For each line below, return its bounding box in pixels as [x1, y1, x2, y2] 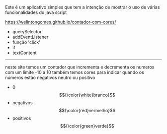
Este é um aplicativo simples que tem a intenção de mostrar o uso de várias [5, 4, 160, 10]
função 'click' [12, 39, 41, 45]
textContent [12, 50, 37, 56]
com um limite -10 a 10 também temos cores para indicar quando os [5, 69, 144, 75]
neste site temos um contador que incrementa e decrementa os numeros [5, 64, 155, 70]
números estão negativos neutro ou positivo [5, 74, 95, 80]
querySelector [12, 29, 42, 34]
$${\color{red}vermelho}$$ [59, 108, 116, 113]
